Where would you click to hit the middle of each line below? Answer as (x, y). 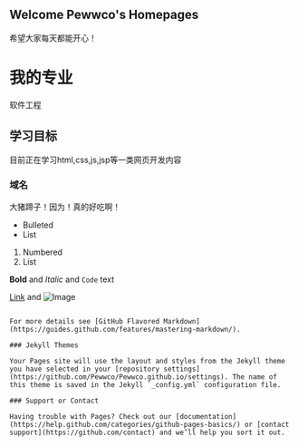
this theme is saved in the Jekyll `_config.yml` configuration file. (145, 384)
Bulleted (38, 225)
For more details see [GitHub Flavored (85, 321)
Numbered (43, 252)
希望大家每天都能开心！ (53, 38)
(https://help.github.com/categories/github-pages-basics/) (125, 424)
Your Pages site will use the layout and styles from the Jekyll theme (147, 361)
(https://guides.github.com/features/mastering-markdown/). (125, 329)
